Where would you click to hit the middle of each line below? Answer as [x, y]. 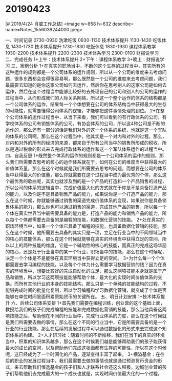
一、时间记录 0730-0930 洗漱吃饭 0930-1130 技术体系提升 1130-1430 [79, 40]
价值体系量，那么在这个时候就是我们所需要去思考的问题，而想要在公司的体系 [86, 168]
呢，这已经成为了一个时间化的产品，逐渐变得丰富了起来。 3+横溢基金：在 [83, 354]
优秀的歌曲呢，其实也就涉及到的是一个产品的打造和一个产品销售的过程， [90, 181]
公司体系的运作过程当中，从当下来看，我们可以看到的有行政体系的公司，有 [88, 117]
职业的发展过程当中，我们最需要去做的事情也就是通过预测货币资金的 [86, 360]
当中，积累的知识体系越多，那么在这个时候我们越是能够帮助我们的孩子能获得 [86, 341]
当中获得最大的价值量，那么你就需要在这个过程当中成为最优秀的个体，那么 [84, 174]
